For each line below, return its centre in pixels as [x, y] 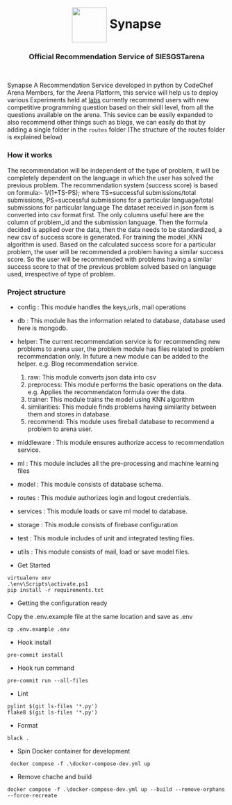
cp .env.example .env [39, 630]
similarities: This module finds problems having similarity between [122, 407]
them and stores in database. [69, 414]
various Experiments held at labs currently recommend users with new [108, 100]
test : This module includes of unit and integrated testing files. [106, 538]
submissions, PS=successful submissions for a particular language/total [110, 200]
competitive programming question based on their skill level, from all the [110, 107]
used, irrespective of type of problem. [61, 274]
